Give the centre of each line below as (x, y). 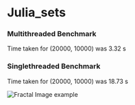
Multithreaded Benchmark (52, 34)
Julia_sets (37, 13)
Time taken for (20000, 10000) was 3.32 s (67, 48)
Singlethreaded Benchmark (54, 66)
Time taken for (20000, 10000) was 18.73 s (68, 81)
